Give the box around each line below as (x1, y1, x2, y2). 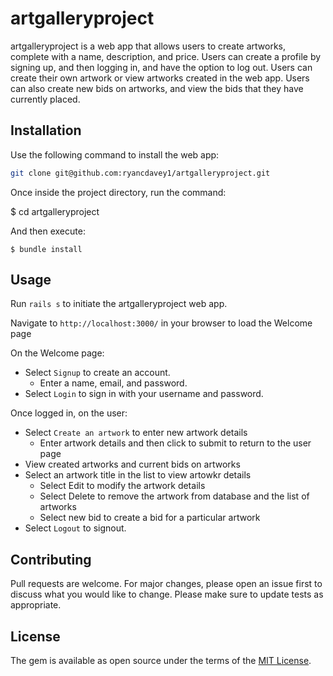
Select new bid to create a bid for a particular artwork (39, 512, 261, 524)
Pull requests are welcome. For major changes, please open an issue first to (10, 578, 323, 590)
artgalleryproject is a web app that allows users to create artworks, (10, 40, 287, 52)
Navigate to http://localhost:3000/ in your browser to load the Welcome (10, 317, 313, 329)
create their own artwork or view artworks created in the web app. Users (10, 72, 310, 84)
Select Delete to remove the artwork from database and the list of (39, 490, 310, 502)
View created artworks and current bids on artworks (24, 458, 241, 471)
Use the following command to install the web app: (10, 148, 220, 161)
